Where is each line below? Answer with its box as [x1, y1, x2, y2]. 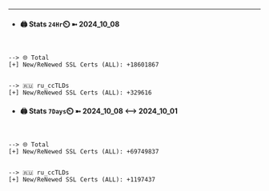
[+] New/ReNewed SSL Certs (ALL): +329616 [8, 89, 152, 97]
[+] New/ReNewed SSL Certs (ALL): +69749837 [8, 148, 159, 156]
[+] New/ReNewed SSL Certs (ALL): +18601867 [8, 61, 159, 69]
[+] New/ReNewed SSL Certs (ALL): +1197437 [8, 176, 156, 184]
